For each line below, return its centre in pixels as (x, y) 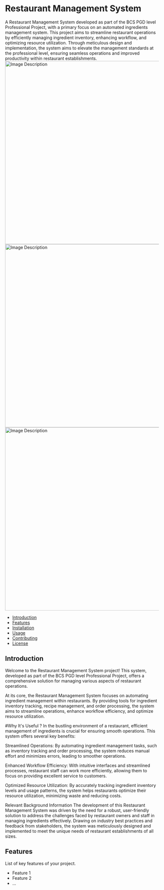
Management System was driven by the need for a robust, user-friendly (77, 810)
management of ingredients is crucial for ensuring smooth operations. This (80, 731)
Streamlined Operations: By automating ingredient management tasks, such (81, 745)
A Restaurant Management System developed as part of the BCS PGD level (81, 22)
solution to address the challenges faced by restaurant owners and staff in (80, 815)
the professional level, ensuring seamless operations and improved (72, 53)
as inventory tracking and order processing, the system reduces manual (77, 751)
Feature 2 (22, 878)
